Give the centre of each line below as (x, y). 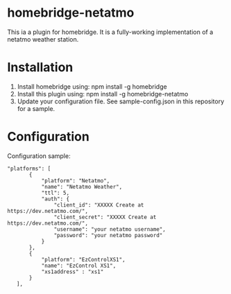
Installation (40, 68)
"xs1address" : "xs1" (72, 272)
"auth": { (55, 199)
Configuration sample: (39, 156)
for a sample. (36, 108)
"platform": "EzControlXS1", (84, 259)
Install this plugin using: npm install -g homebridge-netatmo (103, 94)
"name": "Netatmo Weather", (82, 187)
